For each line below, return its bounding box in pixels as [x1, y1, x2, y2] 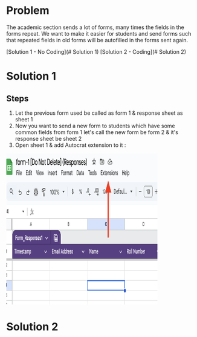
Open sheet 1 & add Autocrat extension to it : [15, 141, 126, 149]
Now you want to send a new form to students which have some [15, 122, 175, 129]
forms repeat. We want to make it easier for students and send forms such [6, 30, 192, 37]
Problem [6, 4, 50, 18]
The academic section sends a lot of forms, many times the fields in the [6, 24, 184, 31]
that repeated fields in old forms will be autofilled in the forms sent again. [6, 36, 189, 43]
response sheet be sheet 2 [15, 135, 82, 142]
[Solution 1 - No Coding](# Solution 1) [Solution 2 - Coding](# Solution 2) [6, 48, 186, 55]
